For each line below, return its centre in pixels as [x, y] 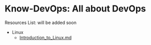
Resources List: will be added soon [41, 22]
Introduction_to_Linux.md [45, 37]
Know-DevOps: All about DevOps [75, 9]
